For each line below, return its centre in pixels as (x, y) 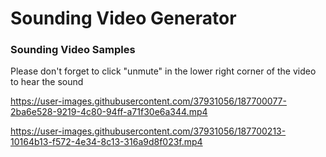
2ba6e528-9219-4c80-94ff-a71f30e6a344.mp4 (109, 112)
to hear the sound (47, 82)
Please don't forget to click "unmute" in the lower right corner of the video (163, 71)
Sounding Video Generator (123, 18)
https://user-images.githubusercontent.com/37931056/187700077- (148, 101)
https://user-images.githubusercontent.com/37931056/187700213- (148, 131)
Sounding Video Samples (73, 50)
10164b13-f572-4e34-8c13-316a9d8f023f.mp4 (106, 142)
